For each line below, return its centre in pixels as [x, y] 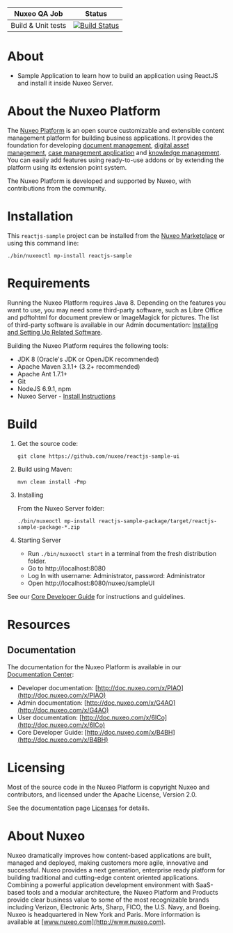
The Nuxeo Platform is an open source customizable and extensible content [116, 130]
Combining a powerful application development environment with [101, 885]
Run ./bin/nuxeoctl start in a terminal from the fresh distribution [122, 553]
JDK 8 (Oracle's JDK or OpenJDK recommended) [88, 359]
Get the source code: [48, 443]
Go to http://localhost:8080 [67, 568]
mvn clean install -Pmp [52, 482]
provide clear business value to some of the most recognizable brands [109, 900]
